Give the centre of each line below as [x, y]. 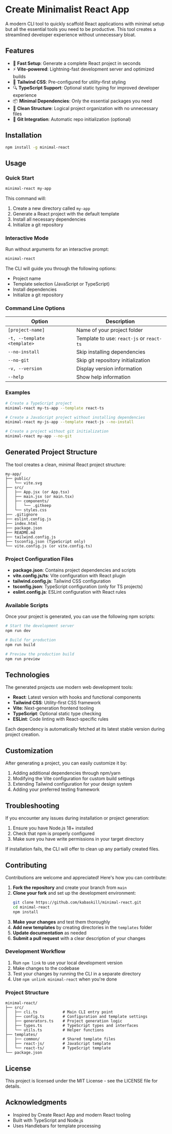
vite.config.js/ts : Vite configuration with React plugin [69, 576]
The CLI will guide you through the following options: [61, 269]
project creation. [23, 735]
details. [13, 1086]
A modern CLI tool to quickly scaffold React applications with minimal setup [85, 24]
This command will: [26, 198]
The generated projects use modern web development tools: [69, 687]
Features [20, 51]
